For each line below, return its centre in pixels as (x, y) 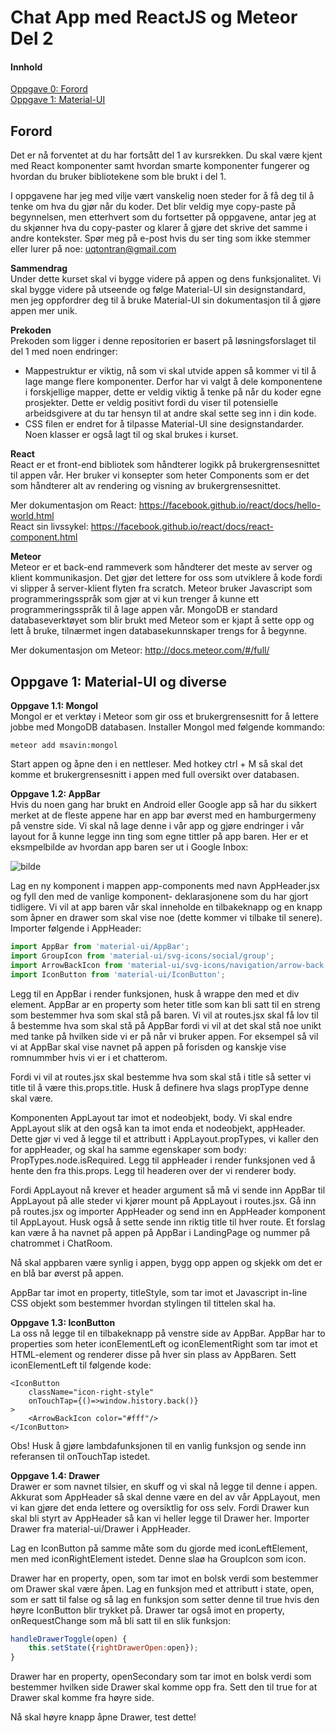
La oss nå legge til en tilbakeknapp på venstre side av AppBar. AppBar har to (168, 1333)
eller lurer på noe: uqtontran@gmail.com (93, 249)
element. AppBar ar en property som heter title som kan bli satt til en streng (165, 1004)
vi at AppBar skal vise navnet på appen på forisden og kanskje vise (148, 1047)
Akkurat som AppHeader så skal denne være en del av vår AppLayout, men (165, 1497)
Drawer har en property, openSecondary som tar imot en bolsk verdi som (161, 1677)
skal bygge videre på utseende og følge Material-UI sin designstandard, (158, 290)
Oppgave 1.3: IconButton (63, 1322)
